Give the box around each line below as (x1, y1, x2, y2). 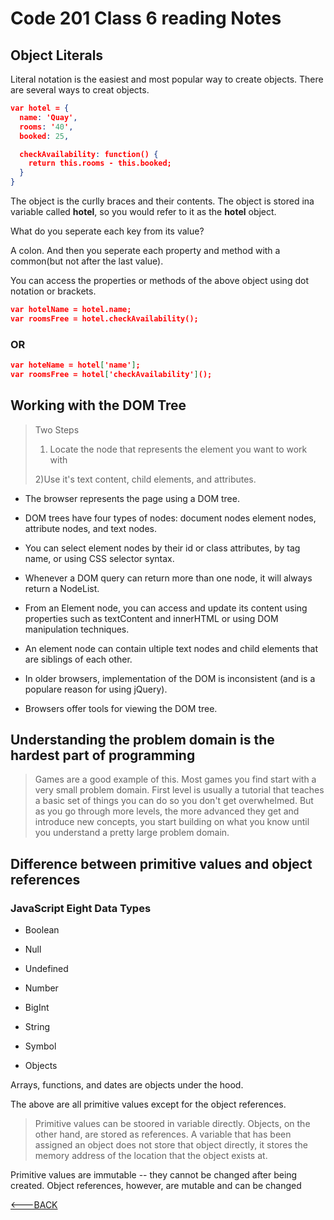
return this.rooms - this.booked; (28, 158, 172, 169)
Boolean (24, 924, 60, 936)
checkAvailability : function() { (19, 149, 159, 159)
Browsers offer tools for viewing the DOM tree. (24, 702, 218, 714)
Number (24, 982, 59, 994)
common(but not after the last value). (10, 255, 164, 267)
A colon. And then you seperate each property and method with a (10, 245, 281, 256)
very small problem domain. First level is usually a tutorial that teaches (34, 784, 325, 796)
